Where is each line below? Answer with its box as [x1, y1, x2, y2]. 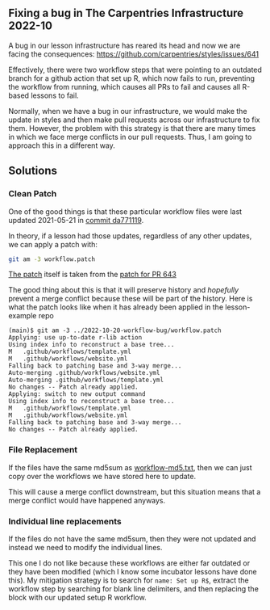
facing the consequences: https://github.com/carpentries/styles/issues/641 [8, 48, 260, 59]
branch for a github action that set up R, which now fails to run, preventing [8, 73, 255, 83]
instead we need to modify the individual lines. [8, 542, 163, 552]
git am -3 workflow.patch [8, 255, 95, 263]
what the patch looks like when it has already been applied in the [8, 302, 224, 312]
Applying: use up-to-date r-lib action [8, 334, 143, 342]
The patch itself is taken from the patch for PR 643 [8, 270, 177, 280]
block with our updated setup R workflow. [8, 592, 147, 602]
